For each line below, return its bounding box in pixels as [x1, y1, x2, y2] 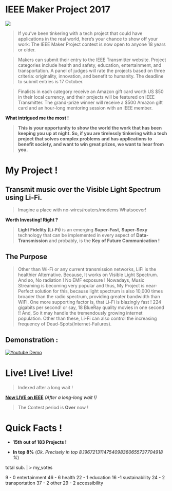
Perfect [17, 288, 34, 294]
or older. [17, 46, 36, 52]
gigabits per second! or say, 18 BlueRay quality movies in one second [17, 304, 164, 311]
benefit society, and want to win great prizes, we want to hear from [17, 141, 164, 147]
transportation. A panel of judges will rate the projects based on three [17, 67, 165, 74]
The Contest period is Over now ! [17, 404, 89, 410]
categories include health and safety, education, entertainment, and [17, 62, 162, 68]
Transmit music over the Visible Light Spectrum [5, 185, 161, 194]
